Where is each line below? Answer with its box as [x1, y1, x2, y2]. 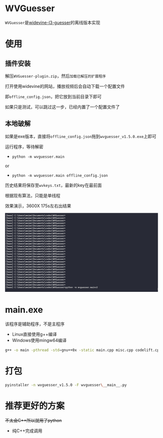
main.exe [5, 304, 43, 316]
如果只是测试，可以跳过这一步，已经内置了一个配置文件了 [5, 104, 120, 110]
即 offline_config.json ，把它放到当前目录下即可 [5, 93, 102, 100]
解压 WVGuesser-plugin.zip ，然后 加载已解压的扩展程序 [5, 73, 106, 79]
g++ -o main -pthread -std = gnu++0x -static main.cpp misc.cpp [5, 348, 133, 353]
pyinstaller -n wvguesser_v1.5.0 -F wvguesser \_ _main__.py [5, 382, 127, 387]
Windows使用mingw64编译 [12, 337, 67, 343]
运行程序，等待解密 [5, 144, 44, 150]
